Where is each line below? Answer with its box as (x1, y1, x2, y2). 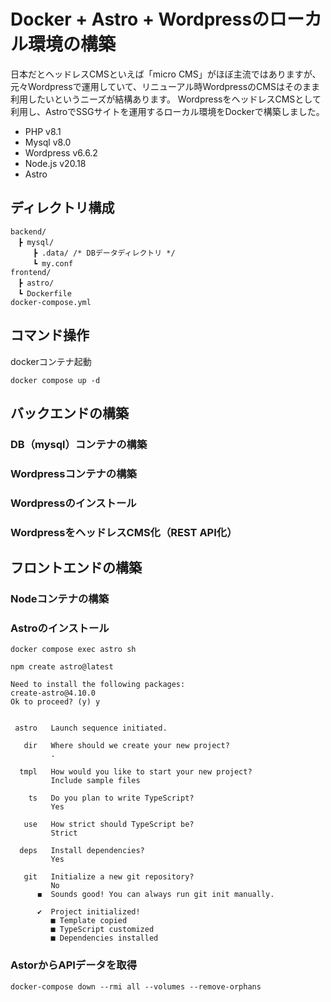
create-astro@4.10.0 (10, 688, 97, 699)
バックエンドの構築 (10, 405, 129, 422)
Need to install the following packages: (10, 680, 186, 690)
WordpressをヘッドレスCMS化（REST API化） (10, 525, 238, 539)
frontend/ (10, 267, 52, 277)
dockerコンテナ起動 (10, 355, 92, 367)
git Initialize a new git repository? (23, 872, 195, 882)
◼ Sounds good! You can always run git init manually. (36, 890, 275, 900)
